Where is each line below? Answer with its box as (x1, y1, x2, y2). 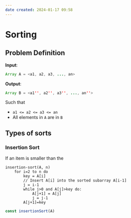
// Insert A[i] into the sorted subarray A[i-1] (23, 178, 127, 183)
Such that (5, 99, 25, 105)
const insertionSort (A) (5, 208, 55, 214)
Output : (5, 80, 22, 86)
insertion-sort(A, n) (5, 165, 51, 170)
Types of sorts (5, 128, 52, 137)
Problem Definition (5, 48, 65, 57)
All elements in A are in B (12, 114, 63, 120)
